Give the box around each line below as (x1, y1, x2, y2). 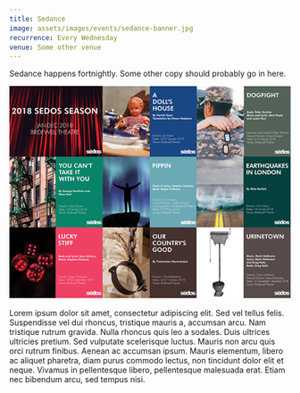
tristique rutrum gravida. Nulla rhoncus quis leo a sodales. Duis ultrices (9, 326, 271, 337)
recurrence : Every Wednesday (9, 33, 118, 42)
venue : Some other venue (9, 43, 102, 52)
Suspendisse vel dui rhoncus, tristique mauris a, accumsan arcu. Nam (9, 317, 266, 328)
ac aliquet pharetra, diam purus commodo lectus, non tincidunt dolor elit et (9, 355, 284, 365)
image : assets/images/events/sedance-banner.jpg (9, 23, 194, 33)
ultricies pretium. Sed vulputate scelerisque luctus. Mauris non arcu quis (9, 336, 276, 347)
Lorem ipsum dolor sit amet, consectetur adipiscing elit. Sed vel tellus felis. (9, 307, 285, 318)
